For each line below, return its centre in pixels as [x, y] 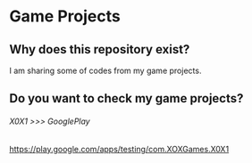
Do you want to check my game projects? [126, 98]
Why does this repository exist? [100, 49]
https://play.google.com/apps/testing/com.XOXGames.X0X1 [119, 149]
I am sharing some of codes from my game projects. [105, 70]
